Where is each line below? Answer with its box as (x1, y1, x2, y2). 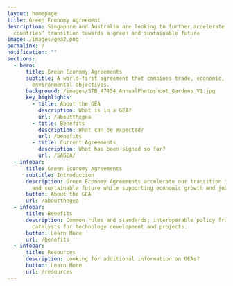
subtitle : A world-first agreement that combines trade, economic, (25, 74, 225, 82)
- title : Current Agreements (32, 140, 116, 146)
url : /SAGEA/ (37, 152, 76, 160)
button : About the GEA (25, 191, 92, 198)
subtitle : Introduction (25, 171, 95, 178)
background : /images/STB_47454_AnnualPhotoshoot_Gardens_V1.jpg (25, 87, 216, 94)
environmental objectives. (32, 81, 110, 88)
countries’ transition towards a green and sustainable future (13, 29, 200, 37)
